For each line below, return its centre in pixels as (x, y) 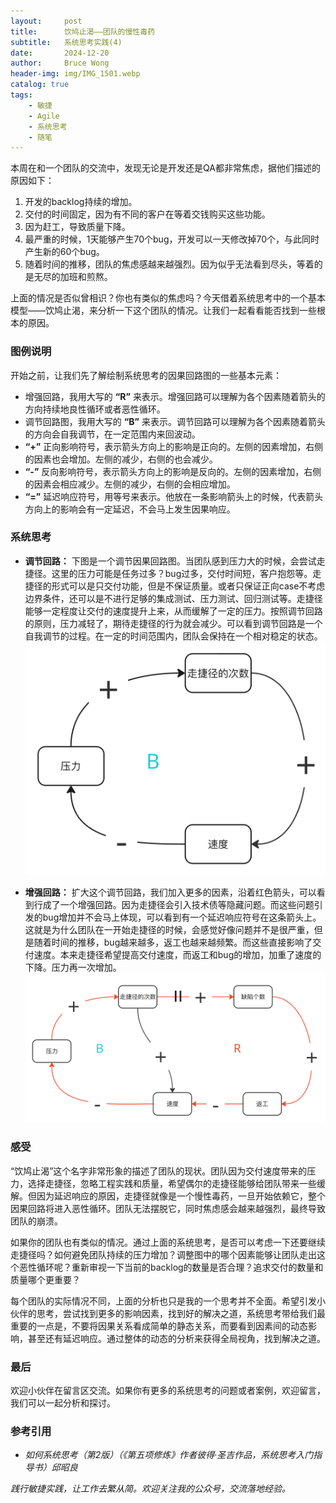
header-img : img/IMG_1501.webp (75, 74)
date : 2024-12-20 (60, 53)
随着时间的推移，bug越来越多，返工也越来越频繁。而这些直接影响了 (173, 942)
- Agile (44, 116)
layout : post (46, 21)
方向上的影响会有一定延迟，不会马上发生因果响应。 (130, 509)
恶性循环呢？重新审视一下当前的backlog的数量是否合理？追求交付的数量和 (171, 1267)
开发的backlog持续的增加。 (81, 202)
